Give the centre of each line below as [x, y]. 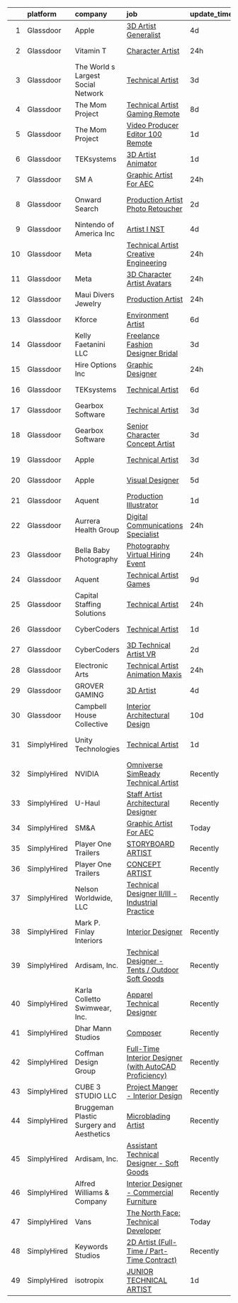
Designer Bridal [152, 353]
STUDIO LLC [96, 1096]
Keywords [91, 1247]
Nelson [87, 889]
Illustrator [142, 505]
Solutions [90, 613]
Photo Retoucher [154, 209]
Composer [144, 1033]
